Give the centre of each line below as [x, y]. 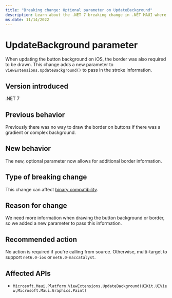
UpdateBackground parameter [72, 45]
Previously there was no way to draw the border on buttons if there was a [83, 127]
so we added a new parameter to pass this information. [64, 223]
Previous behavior [35, 115]
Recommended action [41, 239]
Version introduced [37, 86]
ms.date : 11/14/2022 [27, 19]
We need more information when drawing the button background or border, [85, 218]
